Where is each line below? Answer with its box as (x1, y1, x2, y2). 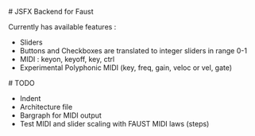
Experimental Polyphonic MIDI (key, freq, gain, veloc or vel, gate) (19, 63, 233, 72)
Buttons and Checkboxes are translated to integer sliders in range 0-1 (19, 46, 248, 55)
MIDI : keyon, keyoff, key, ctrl (19, 55, 115, 64)
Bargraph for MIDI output (19, 111, 102, 120)
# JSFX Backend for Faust (8, 7, 94, 16)
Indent (19, 94, 41, 103)
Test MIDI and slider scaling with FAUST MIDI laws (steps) (19, 119, 210, 128)
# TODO (8, 79, 35, 87)
